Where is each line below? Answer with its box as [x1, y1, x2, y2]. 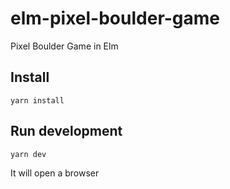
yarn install [10, 95, 65, 106]
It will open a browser [10, 167, 100, 179]
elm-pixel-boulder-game [10, 7, 221, 30]
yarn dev [10, 149, 47, 159]
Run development [10, 123, 123, 140]
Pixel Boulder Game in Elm [10, 40, 119, 52]
